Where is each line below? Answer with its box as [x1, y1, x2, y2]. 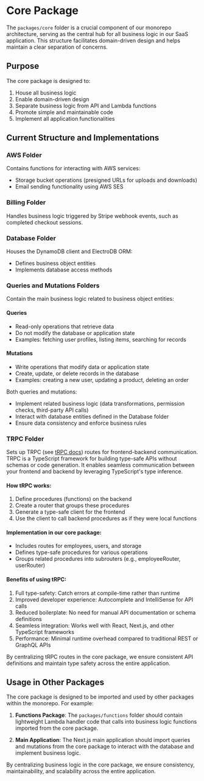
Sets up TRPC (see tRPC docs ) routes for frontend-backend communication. [6, 448, 198, 456]
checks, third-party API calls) [15, 406, 89, 414]
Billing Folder [6, 198, 46, 207]
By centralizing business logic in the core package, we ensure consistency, [6, 761, 195, 769]
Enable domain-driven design [15, 95, 90, 103]
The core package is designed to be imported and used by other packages [6, 693, 194, 700]
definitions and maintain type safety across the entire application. [6, 660, 171, 667]
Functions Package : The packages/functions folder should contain [15, 711, 183, 719]
